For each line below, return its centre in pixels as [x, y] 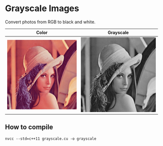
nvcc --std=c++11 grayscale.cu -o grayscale [51, 139]
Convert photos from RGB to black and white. [50, 22]
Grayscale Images [42, 8]
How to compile [29, 127]
